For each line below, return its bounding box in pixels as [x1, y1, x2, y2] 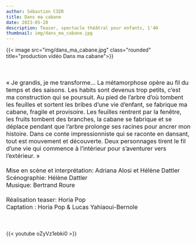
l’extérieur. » [6, 152, 40, 160]
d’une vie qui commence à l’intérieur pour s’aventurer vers [6, 145, 167, 153]
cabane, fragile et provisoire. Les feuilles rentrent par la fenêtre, [6, 108, 182, 116]
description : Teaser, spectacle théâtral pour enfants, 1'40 [6, 25, 159, 31]
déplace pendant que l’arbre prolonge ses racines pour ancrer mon [6, 122, 191, 131]
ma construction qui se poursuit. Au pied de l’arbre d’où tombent [6, 93, 184, 101]
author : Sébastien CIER [6, 8, 64, 15]
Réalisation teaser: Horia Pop [6, 196, 86, 204]
